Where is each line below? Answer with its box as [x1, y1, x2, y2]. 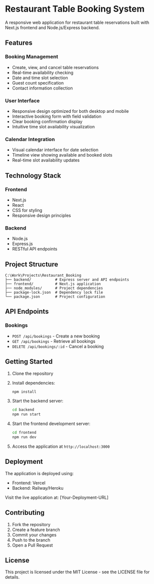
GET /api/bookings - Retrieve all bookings [12, 338, 96, 344]
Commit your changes [12, 531, 57, 538]
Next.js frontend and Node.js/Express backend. [5, 24, 100, 30]
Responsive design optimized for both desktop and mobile [12, 108, 129, 114]
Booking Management [5, 53, 58, 60]
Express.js [12, 241, 33, 247]
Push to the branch [12, 537, 51, 543]
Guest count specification [12, 80, 64, 86]
